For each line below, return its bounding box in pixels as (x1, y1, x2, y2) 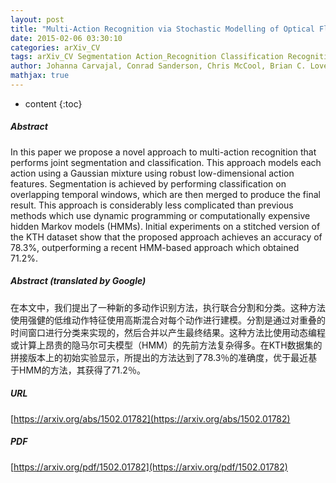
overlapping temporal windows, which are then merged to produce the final (10, 188, 321, 200)
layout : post (10, 14, 65, 25)
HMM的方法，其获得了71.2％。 (18, 364, 146, 376)
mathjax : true (10, 71, 70, 81)
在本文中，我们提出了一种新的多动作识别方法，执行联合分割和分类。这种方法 (10, 301, 326, 313)
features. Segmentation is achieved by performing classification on (10, 177, 287, 190)
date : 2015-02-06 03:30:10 (10, 33, 123, 43)
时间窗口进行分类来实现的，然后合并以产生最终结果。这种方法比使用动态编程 (10, 326, 326, 338)
